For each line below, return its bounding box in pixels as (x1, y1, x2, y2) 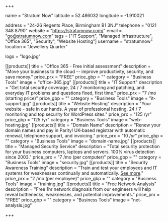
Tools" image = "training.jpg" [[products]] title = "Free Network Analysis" (5, 181, 157, 187)
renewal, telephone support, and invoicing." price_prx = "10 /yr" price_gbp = (5, 133, 163, 138)
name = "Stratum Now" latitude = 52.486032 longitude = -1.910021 (5, 13, 144, 18)
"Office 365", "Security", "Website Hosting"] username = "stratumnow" (5, 38, 153, 44)
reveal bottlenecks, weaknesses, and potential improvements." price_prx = (5, 192, 160, 197)
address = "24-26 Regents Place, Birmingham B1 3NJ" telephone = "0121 (5, 22, 157, 28)
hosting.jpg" (5, 122, 31, 128)
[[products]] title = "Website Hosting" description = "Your (32, 101, 151, 106)
